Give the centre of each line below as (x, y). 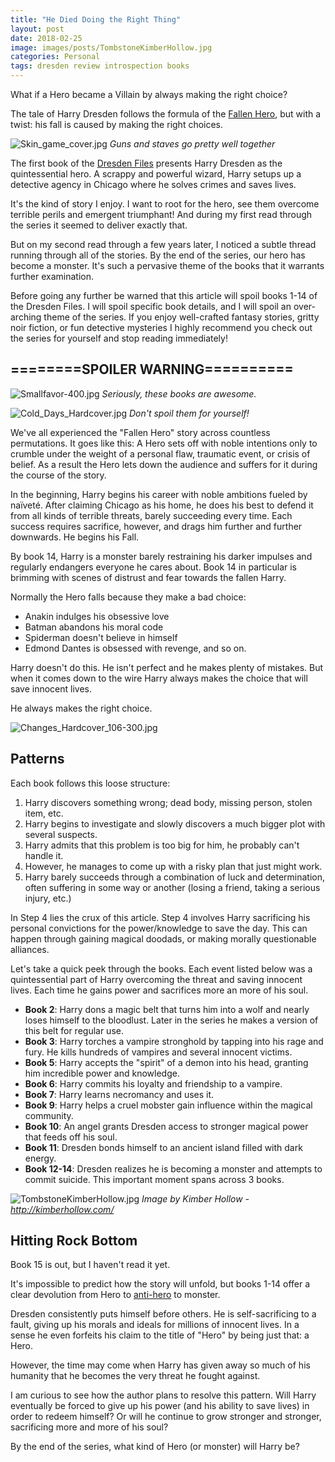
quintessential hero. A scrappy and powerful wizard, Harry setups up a (156, 174)
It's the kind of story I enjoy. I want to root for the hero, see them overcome (165, 204)
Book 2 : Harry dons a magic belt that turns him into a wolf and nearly (167, 1009)
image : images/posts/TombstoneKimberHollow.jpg (111, 47)
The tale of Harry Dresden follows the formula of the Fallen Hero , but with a (166, 114)
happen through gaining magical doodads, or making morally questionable (163, 938)
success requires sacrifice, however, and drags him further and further (156, 526)
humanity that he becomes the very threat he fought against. (135, 1376)
